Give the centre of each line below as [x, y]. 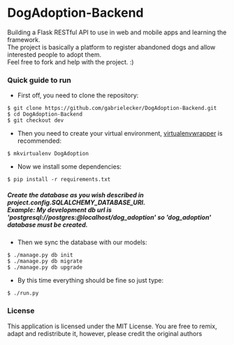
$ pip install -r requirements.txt [59, 180]
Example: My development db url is [59, 210]
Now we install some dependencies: [70, 167]
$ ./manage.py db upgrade [45, 267]
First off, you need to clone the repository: [78, 95]
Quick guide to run [39, 80]
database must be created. [48, 225]
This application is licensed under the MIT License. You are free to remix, [112, 326]
